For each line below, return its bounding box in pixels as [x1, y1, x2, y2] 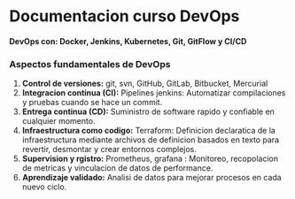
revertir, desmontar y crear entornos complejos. [21, 144, 198, 155]
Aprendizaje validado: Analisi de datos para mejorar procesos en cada [21, 172, 282, 183]
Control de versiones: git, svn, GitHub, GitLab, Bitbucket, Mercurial [21, 78, 268, 89]
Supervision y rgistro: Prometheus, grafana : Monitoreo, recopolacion [21, 153, 279, 165]
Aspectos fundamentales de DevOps [9, 57, 171, 70]
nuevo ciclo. [21, 181, 67, 192]
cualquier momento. [21, 116, 96, 126]
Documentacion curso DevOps [9, 6, 240, 27]
